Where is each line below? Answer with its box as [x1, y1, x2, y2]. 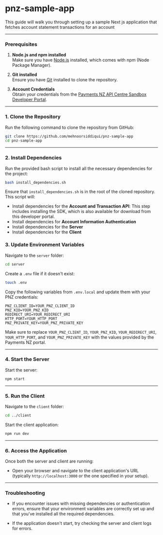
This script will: [5, 194, 35, 200]
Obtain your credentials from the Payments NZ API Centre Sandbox [12, 91, 147, 97]
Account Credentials [12, 86, 55, 92]
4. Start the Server [5, 356, 49, 363]
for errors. [12, 526, 33, 532]
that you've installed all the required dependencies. [12, 511, 115, 517]
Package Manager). [12, 62, 52, 68]
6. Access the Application [5, 447, 67, 454]
